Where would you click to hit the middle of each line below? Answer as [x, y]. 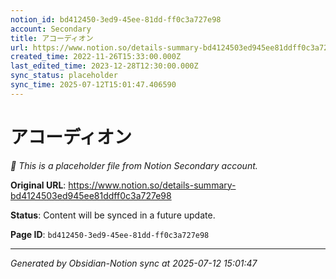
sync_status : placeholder [64, 76]
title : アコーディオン [52, 38]
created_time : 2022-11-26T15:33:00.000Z [96, 57]
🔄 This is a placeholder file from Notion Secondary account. [134, 165]
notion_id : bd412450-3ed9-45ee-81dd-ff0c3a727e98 [116, 19]
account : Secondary [51, 29]
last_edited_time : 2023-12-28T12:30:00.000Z [104, 66]
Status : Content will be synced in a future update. [113, 215]
